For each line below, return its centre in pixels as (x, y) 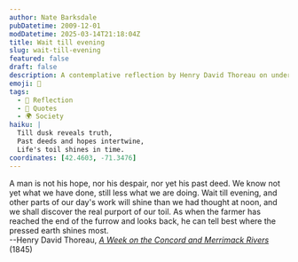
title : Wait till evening (57, 42)
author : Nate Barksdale (53, 17)
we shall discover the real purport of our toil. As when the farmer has (135, 211)
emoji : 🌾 (25, 83)
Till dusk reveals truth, (65, 133)
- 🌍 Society (40, 116)
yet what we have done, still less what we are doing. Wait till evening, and (143, 193)
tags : (19, 91)
